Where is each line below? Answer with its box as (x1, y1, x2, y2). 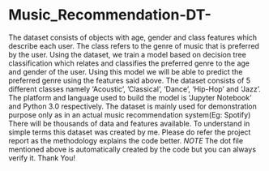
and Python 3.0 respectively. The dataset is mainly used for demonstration (8, 101, 257, 111)
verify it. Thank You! (8, 152, 75, 163)
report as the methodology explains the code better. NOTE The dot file (8, 135, 244, 145)
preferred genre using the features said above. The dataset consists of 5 (8, 75, 251, 85)
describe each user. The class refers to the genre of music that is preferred (8, 41, 259, 50)
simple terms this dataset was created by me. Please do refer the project (8, 127, 251, 137)
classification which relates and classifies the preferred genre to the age (8, 58, 250, 68)
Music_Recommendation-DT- (8, 6, 212, 24)
